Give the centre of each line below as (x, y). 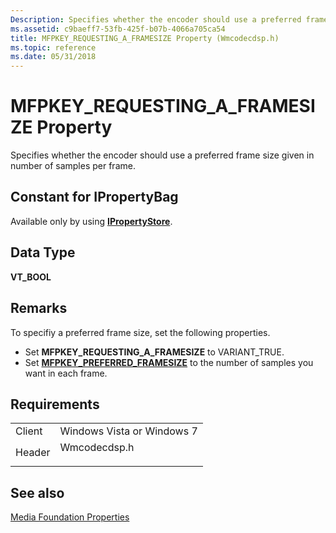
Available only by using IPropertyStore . (91, 221)
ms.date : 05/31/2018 (53, 57)
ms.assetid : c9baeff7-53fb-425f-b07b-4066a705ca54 (118, 29)
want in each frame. (66, 373)
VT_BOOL (31, 277)
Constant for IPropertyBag (94, 197)
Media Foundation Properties (70, 517)
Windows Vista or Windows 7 (128, 431)
